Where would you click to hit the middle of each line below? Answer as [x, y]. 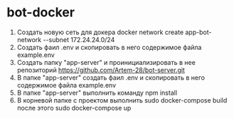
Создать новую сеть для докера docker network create [100, 32]
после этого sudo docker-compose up [74, 108]
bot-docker [41, 12]
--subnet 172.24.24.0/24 [79, 39]
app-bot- [198, 32]
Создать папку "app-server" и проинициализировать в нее [106, 62]
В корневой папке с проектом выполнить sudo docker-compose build [122, 100]
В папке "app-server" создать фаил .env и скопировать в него [111, 77]
